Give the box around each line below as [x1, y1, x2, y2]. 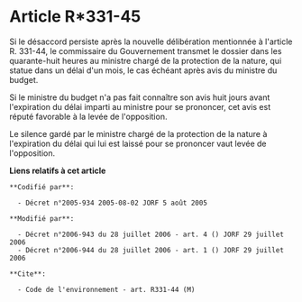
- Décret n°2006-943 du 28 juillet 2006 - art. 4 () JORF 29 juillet [17, 230, 284, 239]
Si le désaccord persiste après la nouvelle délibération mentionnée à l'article [9, 36, 293, 47]
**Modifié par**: [9, 214, 75, 223]
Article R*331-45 [9, 6, 142, 27]
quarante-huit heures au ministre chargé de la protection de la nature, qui [9, 55, 282, 66]
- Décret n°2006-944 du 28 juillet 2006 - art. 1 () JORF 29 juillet [17, 245, 284, 254]
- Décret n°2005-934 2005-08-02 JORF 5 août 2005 [17, 198, 207, 207]
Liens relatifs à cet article [9, 165, 106, 176]
